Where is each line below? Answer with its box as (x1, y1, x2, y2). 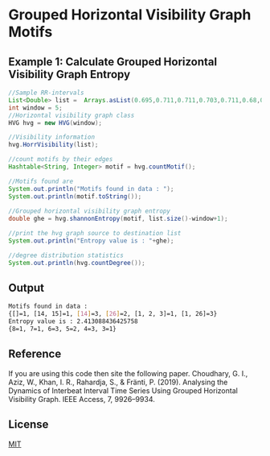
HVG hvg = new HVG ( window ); (8, 118, 103, 126)
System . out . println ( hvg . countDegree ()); (8, 259, 146, 267)
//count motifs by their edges (8, 155, 113, 164)
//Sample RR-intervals (8, 89, 84, 97)
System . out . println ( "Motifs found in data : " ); (8, 184, 174, 193)
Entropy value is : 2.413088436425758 (8, 317, 138, 325)
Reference (8, 347, 62, 361)
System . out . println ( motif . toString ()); (8, 192, 142, 201)
